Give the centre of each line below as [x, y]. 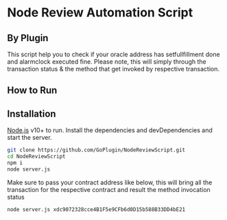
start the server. [30, 138]
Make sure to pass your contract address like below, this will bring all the [110, 182]
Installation [32, 113]
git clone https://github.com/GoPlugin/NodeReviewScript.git [96, 150]
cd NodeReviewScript [37, 157]
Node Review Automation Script [100, 13]
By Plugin [28, 38]
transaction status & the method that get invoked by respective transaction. [113, 69]
